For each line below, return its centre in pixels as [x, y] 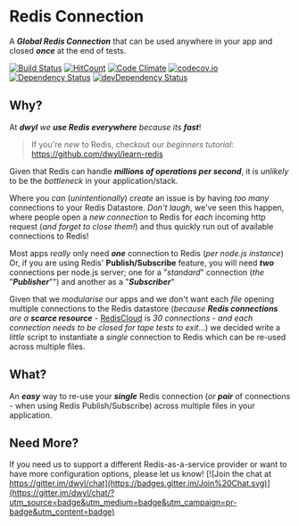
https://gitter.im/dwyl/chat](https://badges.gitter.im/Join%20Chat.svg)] [140, 483]
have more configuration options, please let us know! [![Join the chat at [141, 474]
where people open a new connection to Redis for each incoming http [137, 217]
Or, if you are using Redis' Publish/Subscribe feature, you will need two [142, 263]
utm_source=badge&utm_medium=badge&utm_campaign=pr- [123, 503]
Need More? [44, 443]
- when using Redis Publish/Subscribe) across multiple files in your [133, 405]
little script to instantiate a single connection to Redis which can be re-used [148, 337]
